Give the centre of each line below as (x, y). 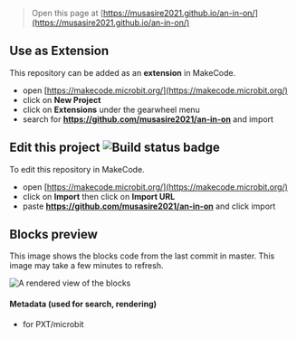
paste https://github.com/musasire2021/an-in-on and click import (149, 206)
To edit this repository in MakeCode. (77, 169)
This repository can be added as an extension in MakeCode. (123, 72)
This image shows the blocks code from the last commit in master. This (142, 256)
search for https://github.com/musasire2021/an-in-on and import (148, 119)
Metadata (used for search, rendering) (83, 304)
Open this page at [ (67, 13)
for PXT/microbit (53, 324)
